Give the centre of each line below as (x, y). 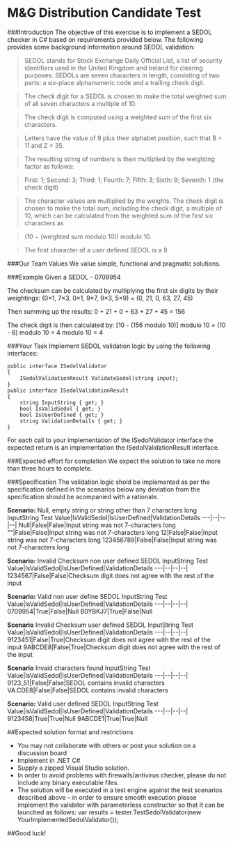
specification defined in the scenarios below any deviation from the (104, 489)
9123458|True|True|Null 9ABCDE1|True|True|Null (78, 718)
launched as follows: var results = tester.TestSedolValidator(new (109, 812)
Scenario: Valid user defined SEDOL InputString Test (83, 704)
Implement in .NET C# (49, 760)
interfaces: (23, 353)
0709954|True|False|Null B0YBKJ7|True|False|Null (80, 611)
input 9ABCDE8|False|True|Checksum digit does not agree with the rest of (114, 647)
